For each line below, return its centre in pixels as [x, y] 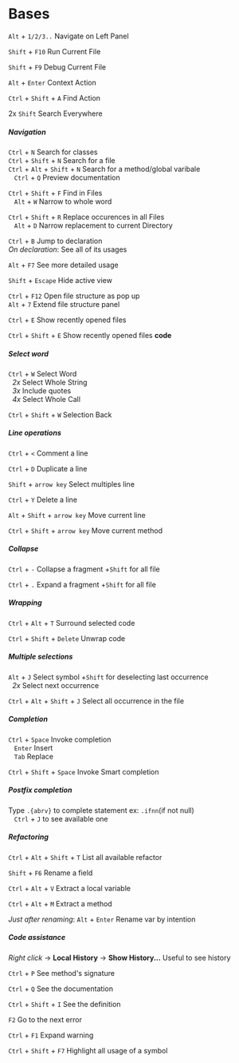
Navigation [27, 132]
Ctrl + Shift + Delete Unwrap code [67, 638]
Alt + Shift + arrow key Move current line [77, 515]
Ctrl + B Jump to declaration [55, 241]
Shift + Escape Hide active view [61, 280]
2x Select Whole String [49, 382]
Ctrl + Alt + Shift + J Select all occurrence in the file [96, 701]
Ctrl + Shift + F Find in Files [55, 193]
